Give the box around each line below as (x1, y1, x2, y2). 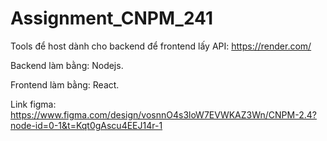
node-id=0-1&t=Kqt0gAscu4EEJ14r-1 (10, 119, 163, 131)
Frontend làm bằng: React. (10, 78, 120, 91)
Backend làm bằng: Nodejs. (10, 59, 124, 71)
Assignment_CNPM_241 (10, 7, 214, 30)
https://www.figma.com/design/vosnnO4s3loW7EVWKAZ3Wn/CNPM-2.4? (10, 108, 317, 121)
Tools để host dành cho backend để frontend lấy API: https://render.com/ (10, 40, 312, 52)
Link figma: (10, 98, 57, 110)
